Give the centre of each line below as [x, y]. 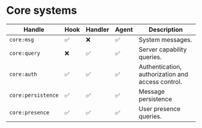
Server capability [163, 49]
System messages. [165, 40]
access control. [160, 82]
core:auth [23, 74]
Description [166, 29]
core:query [25, 53]
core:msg [22, 39]
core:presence [29, 112]
